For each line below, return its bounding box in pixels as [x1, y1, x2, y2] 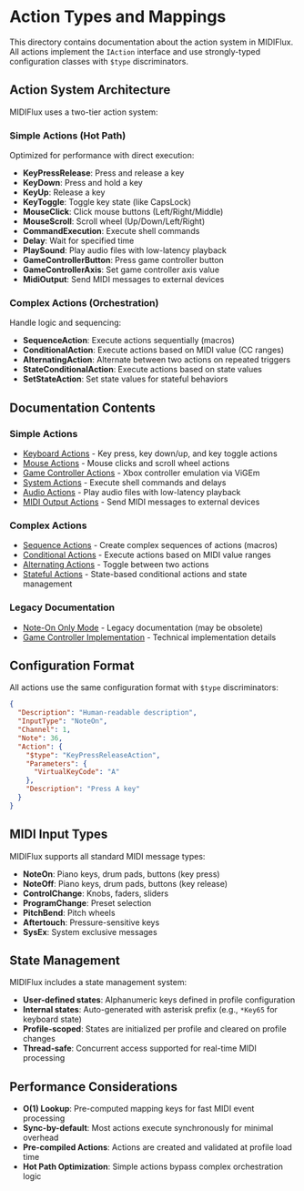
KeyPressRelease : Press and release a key [22, 168, 185, 178]
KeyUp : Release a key [22, 187, 106, 198]
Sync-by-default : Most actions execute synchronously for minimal [22, 1123, 274, 1134]
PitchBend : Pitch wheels [22, 907, 116, 918]
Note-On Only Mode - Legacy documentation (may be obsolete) [22, 622, 264, 633]
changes [22, 1033, 56, 1044]
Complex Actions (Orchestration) [9, 296, 159, 309]
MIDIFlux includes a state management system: [9, 977, 187, 988]
